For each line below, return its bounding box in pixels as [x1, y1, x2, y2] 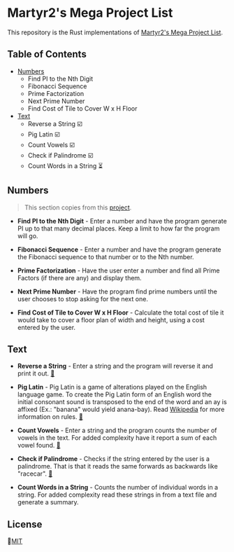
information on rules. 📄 [17, 413, 84, 421]
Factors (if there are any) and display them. [17, 273, 142, 282]
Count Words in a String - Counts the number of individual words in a [17, 483, 219, 492]
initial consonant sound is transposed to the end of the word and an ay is [17, 398, 227, 406]
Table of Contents [7, 48, 87, 60]
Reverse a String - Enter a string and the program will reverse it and [17, 362, 213, 371]
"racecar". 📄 [17, 469, 53, 478]
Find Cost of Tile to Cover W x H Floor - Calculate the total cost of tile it [17, 308, 224, 317]
